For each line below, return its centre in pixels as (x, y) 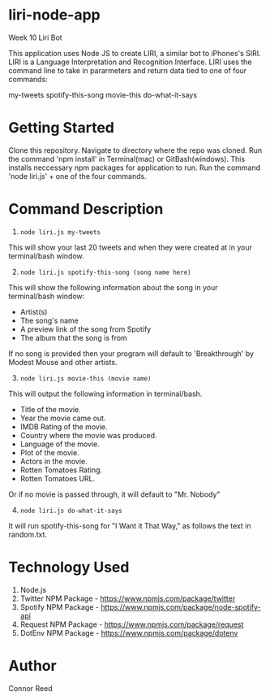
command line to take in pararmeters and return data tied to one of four (128, 70)
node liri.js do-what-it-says (71, 511)
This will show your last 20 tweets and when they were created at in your (131, 247)
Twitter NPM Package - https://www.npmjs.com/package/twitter (128, 598)
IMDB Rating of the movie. (64, 426)
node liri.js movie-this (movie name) (86, 378)
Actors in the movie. (54, 461)
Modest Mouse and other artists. (63, 362)
